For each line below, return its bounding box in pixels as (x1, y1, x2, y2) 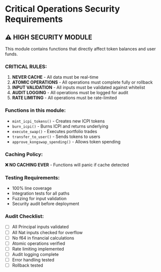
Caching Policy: (5, 151, 43, 157)
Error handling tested (12, 256, 55, 263)
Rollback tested (12, 262, 44, 268)
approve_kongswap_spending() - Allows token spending (12, 138, 121, 144)
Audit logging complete (12, 251, 59, 257)
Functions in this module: (5, 107, 66, 114)
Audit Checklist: (5, 213, 44, 220)
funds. (5, 51, 18, 57)
